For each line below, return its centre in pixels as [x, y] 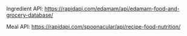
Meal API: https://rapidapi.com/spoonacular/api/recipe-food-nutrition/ [93, 27]
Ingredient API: [25, 9]
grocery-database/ [30, 15]
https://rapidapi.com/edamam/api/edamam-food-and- [112, 9]
